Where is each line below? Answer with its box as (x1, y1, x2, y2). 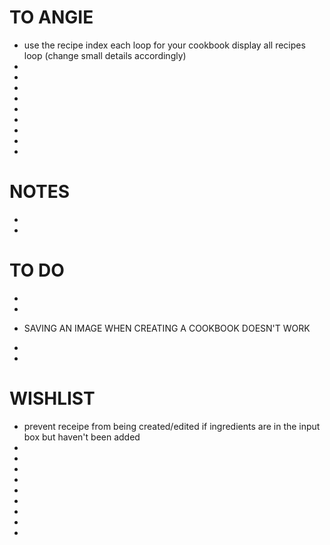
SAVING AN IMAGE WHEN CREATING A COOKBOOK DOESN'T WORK (23, 322, 311, 334)
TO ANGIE (9, 6, 94, 29)
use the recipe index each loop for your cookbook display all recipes (23, 39, 306, 51)
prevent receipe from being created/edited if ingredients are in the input (23, 420, 321, 432)
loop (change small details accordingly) (23, 49, 187, 61)
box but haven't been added (23, 431, 141, 443)
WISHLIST (9, 387, 96, 410)
